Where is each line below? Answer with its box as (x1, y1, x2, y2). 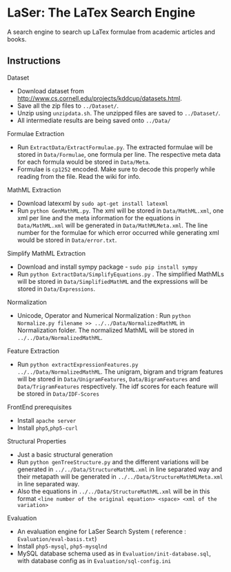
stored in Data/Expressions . (17, 285, 95, 293)
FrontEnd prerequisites (7, 403, 72, 411)
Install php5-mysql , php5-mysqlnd (17, 542, 108, 550)
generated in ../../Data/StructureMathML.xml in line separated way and (17, 465, 223, 473)
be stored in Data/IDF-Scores (17, 389, 100, 398)
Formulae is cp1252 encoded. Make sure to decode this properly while (17, 164, 216, 173)
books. (7, 35, 27, 43)
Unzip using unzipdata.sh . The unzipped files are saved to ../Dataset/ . (17, 108, 221, 117)
